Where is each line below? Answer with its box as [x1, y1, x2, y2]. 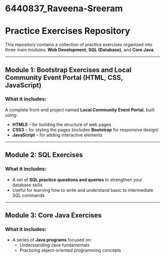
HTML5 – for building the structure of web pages [12, 121, 111, 128]
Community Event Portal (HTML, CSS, [5, 73, 123, 81]
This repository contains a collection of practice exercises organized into [5, 42, 153, 48]
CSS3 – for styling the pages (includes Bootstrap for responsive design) [12, 127, 159, 132]
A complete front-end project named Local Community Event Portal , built [5, 106, 155, 113]
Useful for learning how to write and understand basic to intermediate [12, 187, 154, 193]
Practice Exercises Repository [5, 26, 131, 37]
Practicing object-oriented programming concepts [19, 247, 121, 253]
